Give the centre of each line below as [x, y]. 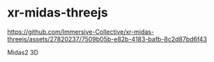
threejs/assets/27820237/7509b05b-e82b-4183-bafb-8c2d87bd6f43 [107, 39]
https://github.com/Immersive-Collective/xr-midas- [81, 32]
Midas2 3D [23, 52]
